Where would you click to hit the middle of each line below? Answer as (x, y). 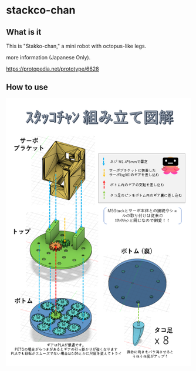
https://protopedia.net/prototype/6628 (53, 69)
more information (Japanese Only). (48, 57)
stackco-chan (41, 10)
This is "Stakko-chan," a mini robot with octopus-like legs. (76, 46)
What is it (24, 32)
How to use (27, 87)
